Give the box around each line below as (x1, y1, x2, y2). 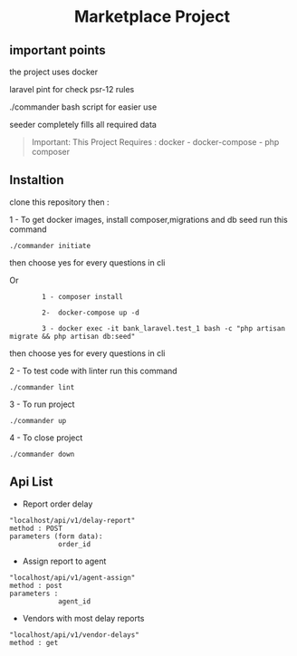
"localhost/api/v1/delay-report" (9, 516, 136, 525)
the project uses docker (9, 66, 98, 77)
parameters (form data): (9, 532, 103, 541)
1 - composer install (42, 292, 124, 301)
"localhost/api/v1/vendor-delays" (9, 630, 140, 640)
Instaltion (9, 172, 65, 188)
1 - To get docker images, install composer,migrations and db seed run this (9, 214, 288, 225)
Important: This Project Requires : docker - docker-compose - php (31, 137, 280, 147)
